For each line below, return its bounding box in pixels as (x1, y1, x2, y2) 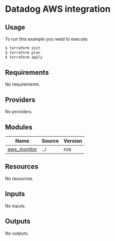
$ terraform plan (5, 50, 41, 55)
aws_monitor (7, 146, 37, 153)
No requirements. (5, 81, 41, 87)
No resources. (5, 176, 34, 181)
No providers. (5, 109, 33, 115)
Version (63, 138, 82, 145)
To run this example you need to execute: (5, 36, 89, 42)
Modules (5, 123, 33, 131)
